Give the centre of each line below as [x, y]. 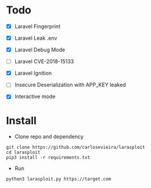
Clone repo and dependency [49, 137]
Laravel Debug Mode [40, 50]
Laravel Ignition [33, 73]
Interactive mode [35, 96]
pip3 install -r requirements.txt [48, 158]
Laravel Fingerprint [37, 26]
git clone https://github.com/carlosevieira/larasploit [75, 147]
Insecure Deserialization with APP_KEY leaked [70, 85]
